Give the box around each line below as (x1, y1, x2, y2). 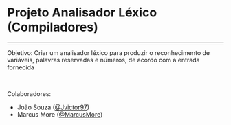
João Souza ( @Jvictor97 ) (16, 103, 90, 111)
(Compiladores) (7, 19, 98, 35)
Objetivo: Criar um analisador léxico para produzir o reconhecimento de (7, 48, 210, 56)
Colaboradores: (7, 89, 52, 98)
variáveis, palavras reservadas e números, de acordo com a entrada (7, 56, 200, 64)
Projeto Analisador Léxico (7, 5, 157, 21)
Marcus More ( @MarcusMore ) (16, 110, 103, 118)
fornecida (7, 63, 34, 71)
